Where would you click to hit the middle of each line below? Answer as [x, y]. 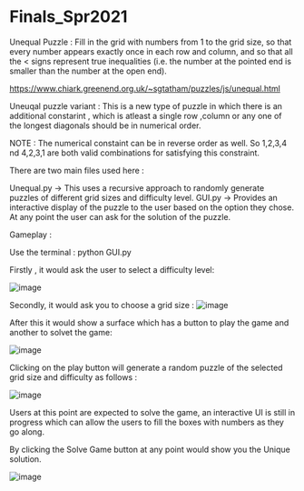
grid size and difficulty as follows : [74, 377]
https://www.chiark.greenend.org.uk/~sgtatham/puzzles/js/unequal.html [145, 88]
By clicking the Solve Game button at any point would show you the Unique [150, 449]
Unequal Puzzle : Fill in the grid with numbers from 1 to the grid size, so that [151, 42]
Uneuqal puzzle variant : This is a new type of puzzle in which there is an [146, 105]
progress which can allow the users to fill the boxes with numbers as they [147, 422]
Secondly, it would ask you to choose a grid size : [102, 305]
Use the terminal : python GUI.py [70, 252]
